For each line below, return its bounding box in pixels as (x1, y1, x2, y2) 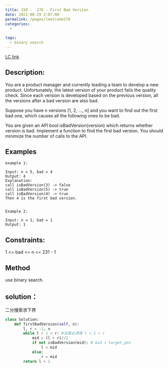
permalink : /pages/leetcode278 (5, 17, 71, 22)
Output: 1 (5, 222, 26, 227)
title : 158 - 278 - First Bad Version (5, 7, 89, 13)
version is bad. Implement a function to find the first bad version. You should (5, 127, 163, 133)
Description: (5, 68, 45, 77)
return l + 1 (23, 359, 51, 364)
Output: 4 (5, 174, 26, 179)
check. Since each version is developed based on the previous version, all (5, 92, 158, 98)
